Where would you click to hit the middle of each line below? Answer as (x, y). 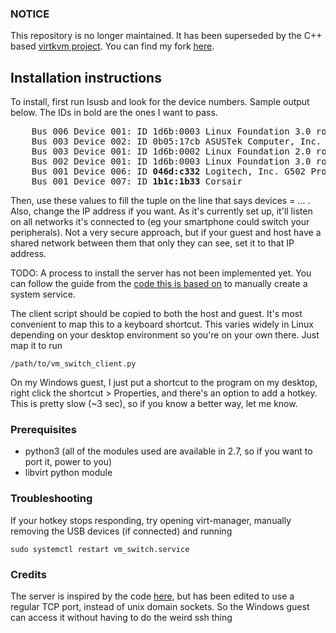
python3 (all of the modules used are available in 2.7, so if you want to (168, 451)
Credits (28, 574)
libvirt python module (68, 473)
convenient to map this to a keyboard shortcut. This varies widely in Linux (162, 324)
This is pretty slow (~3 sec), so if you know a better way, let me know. (154, 404)
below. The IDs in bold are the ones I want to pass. (114, 113)
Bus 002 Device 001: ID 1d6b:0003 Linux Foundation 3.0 (171, 161)
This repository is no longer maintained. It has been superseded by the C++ (166, 36)
